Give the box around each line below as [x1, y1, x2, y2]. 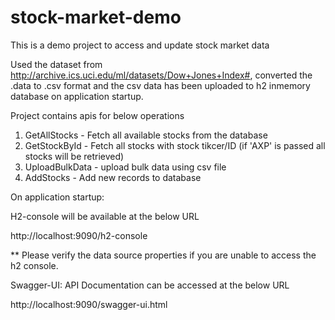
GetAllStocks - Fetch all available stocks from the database [24, 129, 268, 141]
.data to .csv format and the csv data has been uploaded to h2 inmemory [10, 79, 311, 91]
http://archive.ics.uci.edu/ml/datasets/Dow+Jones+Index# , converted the [10, 69, 313, 81]
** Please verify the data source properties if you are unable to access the [10, 249, 317, 261]
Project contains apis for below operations [10, 109, 185, 121]
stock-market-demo [10, 6, 182, 29]
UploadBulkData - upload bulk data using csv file [24, 161, 227, 173]
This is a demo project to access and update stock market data [10, 39, 270, 51]
